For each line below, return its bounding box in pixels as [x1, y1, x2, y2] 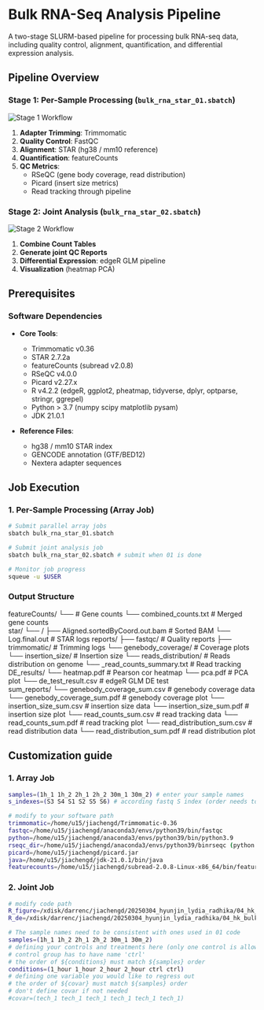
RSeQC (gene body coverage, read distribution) [31, 169, 186, 179]
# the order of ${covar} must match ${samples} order [8, 980, 189, 988]
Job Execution [8, 481, 80, 494]
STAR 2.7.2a [31, 352, 71, 361]
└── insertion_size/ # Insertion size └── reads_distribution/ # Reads [8, 651, 230, 660]
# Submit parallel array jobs [8, 522, 108, 531]
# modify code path [8, 900, 72, 908]
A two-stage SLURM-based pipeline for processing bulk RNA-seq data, [8, 31, 239, 41]
